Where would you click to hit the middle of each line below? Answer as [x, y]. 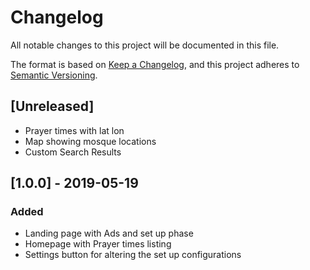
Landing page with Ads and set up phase [109, 233]
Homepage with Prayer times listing [98, 244]
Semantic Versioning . [54, 75]
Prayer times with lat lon [74, 130]
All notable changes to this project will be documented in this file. [145, 45]
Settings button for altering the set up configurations [133, 255]
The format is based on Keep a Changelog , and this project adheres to [155, 64]
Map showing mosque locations [90, 141]
